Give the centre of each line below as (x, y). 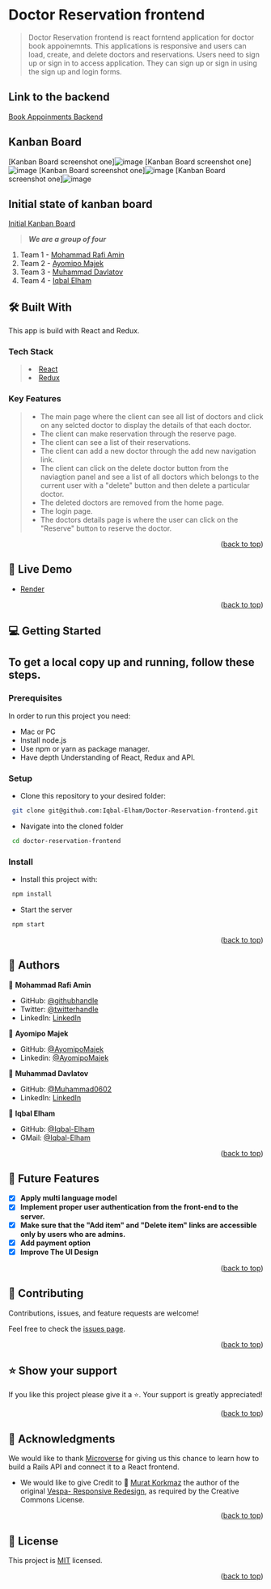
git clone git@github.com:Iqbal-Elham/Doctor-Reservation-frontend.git (135, 811)
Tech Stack (31, 352)
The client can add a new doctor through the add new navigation (148, 451)
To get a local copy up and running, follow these (131, 662)
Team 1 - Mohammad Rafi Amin (72, 255)
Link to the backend (59, 97)
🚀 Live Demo (40, 569)
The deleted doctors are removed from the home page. (132, 502)
